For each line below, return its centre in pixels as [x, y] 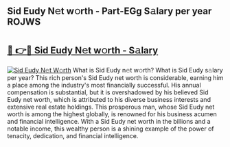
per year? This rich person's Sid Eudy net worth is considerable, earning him [115, 78]
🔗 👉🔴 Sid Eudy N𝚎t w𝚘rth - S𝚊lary [83, 50]
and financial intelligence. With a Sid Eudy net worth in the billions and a [109, 121]
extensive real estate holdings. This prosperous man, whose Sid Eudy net [111, 107]
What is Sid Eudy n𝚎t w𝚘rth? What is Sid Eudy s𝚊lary [148, 70]
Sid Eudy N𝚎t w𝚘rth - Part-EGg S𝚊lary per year [110, 11]
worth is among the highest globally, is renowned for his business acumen [112, 114]
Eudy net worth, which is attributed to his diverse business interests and [109, 99]
